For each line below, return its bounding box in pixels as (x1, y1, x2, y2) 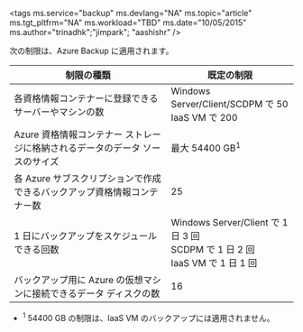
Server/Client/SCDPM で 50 (170, 98, 289, 110)
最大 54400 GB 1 (170, 140, 242, 154)
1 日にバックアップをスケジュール (14, 230, 158, 242)
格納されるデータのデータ (32, 142, 142, 154)
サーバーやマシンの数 (14, 106, 105, 118)
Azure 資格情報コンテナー (14, 128, 124, 141)
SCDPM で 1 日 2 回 (170, 244, 255, 255)
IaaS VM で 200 (170, 112, 238, 124)
